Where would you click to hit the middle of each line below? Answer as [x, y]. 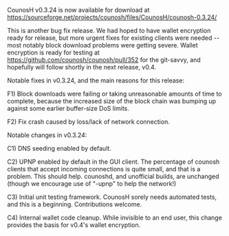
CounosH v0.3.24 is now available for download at [78, 10]
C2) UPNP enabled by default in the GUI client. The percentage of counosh [113, 162]
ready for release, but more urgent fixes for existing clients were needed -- [113, 38]
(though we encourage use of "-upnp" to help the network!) [92, 184]
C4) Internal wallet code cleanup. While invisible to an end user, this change [115, 217]
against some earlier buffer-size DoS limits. [68, 108]
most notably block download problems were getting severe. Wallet [102, 45]
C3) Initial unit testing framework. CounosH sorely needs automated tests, [112, 197]
